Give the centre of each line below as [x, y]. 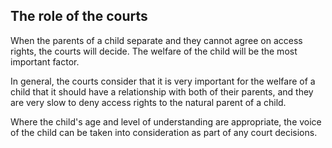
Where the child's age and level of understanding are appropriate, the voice [166, 121]
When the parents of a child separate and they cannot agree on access [156, 40]
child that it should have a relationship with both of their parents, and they [162, 91]
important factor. [45, 61]
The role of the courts [79, 16]
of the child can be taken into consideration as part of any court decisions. [164, 132]
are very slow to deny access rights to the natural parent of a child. [148, 102]
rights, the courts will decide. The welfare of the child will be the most [154, 51]
